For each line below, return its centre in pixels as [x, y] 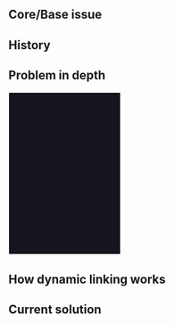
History [29, 45]
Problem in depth [57, 75]
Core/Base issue [55, 15]
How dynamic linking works [87, 279]
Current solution [55, 310]
